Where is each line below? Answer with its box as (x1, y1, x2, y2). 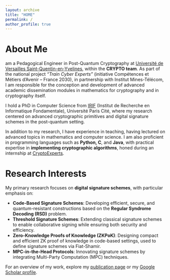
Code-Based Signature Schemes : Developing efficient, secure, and (12, 200, 155, 206)
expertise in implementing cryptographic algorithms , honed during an (5, 145, 154, 151)
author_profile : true (5, 21, 51, 27)
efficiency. (12, 227, 35, 233)
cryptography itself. (5, 92, 47, 99)
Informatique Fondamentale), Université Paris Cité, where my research (5, 108, 152, 114)
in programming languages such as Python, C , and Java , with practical (5, 139, 154, 145)
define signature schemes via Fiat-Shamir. (12, 243, 101, 250)
